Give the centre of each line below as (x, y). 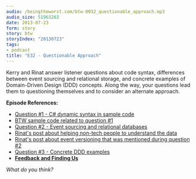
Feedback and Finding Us (46, 158)
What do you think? (30, 170)
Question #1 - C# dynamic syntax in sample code (74, 114)
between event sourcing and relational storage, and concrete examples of (96, 79)
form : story (21, 28)
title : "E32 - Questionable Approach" (54, 56)
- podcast (18, 50)
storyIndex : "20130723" (35, 39)
